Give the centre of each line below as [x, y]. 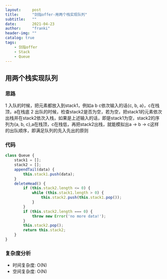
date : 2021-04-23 [30, 24]
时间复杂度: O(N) [30, 265]
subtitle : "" [21, 19]
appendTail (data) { [34, 169]
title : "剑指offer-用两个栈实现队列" [46, 15]
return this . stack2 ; [44, 230]
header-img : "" [21, 33]
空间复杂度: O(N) [30, 271]
